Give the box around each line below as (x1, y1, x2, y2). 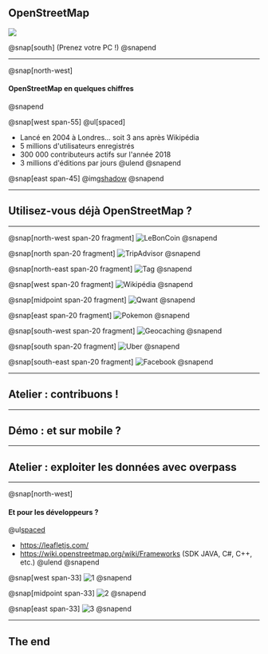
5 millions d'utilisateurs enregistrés (19, 142, 135, 151)
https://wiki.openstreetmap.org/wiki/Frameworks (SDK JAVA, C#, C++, (19, 549, 253, 559)
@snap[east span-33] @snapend (8, 604, 132, 614)
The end (8, 635, 50, 648)
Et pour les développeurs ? (8, 507, 99, 516)
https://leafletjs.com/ (19, 540, 89, 550)
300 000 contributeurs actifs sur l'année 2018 (19, 150, 171, 159)
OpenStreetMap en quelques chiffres (8, 84, 134, 94)
